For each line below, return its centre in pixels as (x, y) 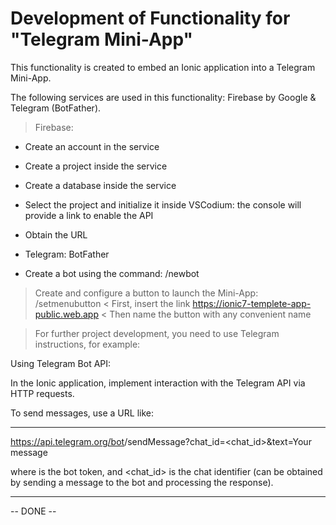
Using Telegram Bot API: (61, 363)
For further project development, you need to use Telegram (157, 333)
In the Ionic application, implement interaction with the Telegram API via (158, 383)
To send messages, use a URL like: (82, 413)
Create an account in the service (92, 146)
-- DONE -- (33, 511)
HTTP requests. (42, 393)
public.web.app (67, 314)
